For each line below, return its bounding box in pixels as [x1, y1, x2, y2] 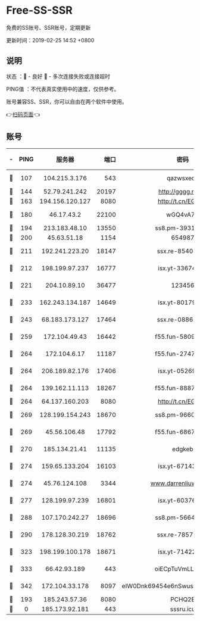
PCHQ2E [170, 595, 195, 603]
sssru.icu [170, 605, 196, 613]
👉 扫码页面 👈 [6, 111, 40, 118]
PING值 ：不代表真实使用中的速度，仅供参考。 [6, 85, 120, 92]
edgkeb [172, 445, 193, 453]
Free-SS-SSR [6, 4, 73, 17]
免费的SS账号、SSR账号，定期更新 [6, 24, 91, 31]
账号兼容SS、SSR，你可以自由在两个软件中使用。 [6, 98, 127, 105]
